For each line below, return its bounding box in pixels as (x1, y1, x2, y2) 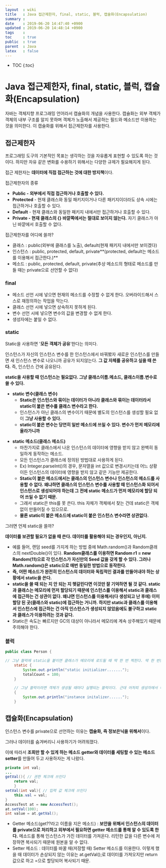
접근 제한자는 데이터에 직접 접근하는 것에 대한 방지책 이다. (5, 169, 114, 175)
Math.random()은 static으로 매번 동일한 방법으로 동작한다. (12, 562, 127, 568)
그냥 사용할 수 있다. (25, 415, 62, 421)
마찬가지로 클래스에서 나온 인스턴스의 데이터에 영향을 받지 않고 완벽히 (19, 444, 153, 450)
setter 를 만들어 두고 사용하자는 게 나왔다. (5, 755, 85, 761)
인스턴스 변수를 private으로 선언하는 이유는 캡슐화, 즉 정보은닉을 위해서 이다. (5, 728, 151, 734)
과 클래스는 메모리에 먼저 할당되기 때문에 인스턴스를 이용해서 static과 (12, 587, 144, 593)
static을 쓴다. (25, 575, 52, 580)
